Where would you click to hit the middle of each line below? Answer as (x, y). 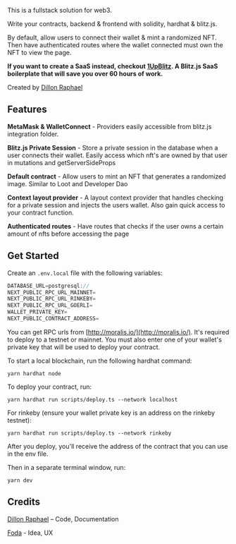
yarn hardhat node (34, 373)
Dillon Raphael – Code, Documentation (63, 519)
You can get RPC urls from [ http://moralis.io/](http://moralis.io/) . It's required (118, 332)
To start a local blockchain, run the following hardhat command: (100, 361)
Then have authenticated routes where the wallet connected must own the (115, 45)
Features (27, 110)
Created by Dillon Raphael (45, 87)
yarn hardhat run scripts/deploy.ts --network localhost (93, 399)
